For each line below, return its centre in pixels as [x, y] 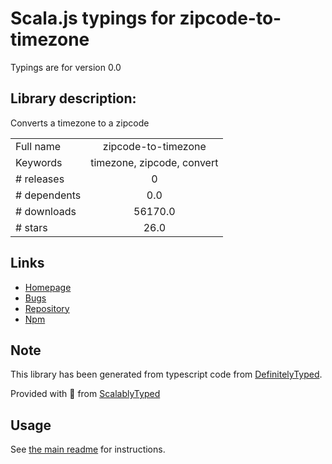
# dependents [48, 195]
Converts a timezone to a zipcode [80, 123]
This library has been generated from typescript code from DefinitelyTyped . [166, 374]
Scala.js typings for [93, 18]
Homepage [48, 287]
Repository [47, 308]
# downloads [46, 211]
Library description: [73, 98]
